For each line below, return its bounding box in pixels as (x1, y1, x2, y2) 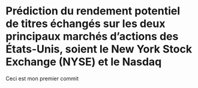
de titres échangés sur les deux (5, 17, 166, 31)
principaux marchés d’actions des (5, 30, 179, 43)
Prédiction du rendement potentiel (5, 4, 181, 18)
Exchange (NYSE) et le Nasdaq (5, 55, 162, 69)
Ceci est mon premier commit (5, 75, 79, 82)
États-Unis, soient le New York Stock (5, 43, 193, 56)
